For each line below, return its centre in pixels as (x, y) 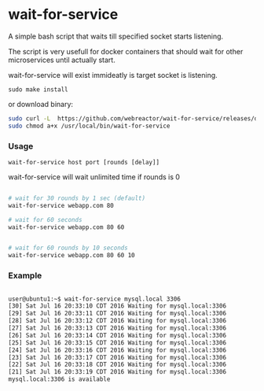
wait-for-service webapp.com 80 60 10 (71, 256)
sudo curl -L (29, 118)
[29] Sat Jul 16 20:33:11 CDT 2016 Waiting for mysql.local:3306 (117, 314)
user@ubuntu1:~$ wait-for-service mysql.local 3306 (94, 299)
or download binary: (40, 104)
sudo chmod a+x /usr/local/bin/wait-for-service (89, 126)
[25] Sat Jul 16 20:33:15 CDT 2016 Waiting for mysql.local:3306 (117, 343)
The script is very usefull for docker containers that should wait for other (126, 51)
